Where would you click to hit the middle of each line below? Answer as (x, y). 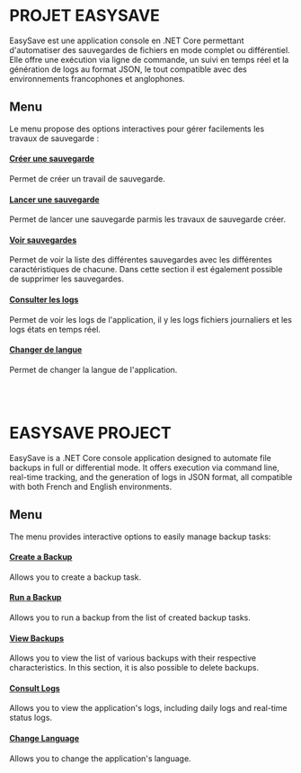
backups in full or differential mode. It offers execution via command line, (145, 467)
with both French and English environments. (91, 486)
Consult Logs (35, 688)
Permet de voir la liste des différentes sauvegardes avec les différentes (141, 260)
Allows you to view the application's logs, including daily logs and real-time (148, 708)
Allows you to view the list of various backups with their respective (133, 658)
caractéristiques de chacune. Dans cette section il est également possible (146, 270)
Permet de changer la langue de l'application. (93, 369)
